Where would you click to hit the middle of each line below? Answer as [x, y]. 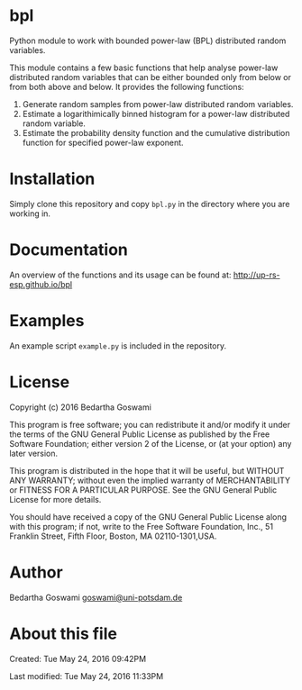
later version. [34, 453]
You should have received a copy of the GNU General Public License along [148, 517]
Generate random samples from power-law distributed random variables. [158, 104]
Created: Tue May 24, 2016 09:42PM [78, 658]
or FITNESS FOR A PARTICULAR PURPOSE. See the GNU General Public [143, 490]
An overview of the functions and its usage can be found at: [120, 275]
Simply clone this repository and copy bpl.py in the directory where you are [150, 204]
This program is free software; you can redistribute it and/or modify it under [150, 424]
